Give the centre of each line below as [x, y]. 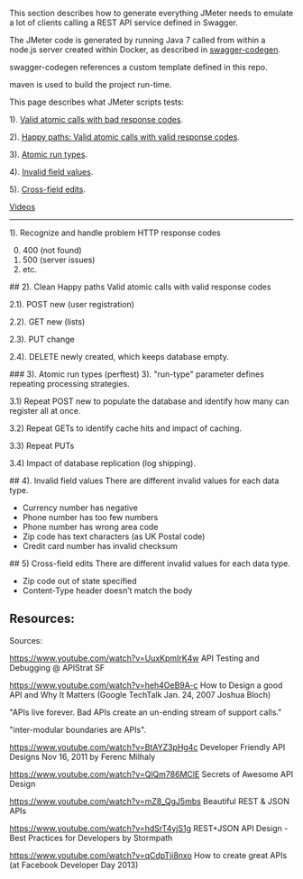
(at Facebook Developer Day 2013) [74, 865]
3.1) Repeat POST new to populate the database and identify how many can [149, 401]
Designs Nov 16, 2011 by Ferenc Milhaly [83, 756]
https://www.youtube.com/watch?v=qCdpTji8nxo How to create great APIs [148, 855]
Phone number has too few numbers [90, 517]
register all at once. [45, 411]
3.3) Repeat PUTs [42, 446]
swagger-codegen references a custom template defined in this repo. [138, 67]
